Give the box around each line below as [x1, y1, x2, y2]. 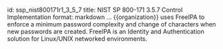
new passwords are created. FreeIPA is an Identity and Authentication [7, 27, 204, 35]
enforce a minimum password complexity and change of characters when [7, 20, 217, 28]
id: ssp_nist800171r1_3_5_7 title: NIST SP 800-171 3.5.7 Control [7, 6, 183, 14]
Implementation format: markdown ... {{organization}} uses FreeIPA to [7, 13, 205, 21]
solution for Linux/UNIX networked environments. [7, 35, 148, 43]
